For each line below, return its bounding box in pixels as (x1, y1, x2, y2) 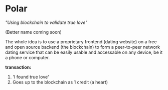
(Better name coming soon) (5, 29, 62, 35)
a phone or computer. (5, 54, 50, 60)
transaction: (5, 64, 32, 70)
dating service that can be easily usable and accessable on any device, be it (5, 49, 163, 55)
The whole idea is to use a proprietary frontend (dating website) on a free (5, 38, 157, 45)
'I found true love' (12, 74, 49, 80)
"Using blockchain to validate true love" (5, 19, 88, 25)
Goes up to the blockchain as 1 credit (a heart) (12, 79, 108, 85)
